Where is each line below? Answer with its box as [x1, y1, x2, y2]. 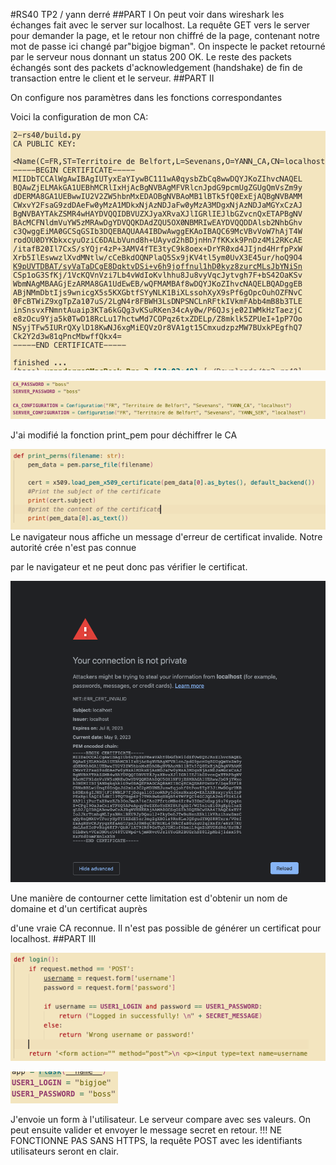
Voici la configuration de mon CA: [10, 111, 149, 123]
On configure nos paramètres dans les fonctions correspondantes [10, 92, 283, 103]
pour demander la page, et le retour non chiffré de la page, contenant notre [10, 30, 320, 41]
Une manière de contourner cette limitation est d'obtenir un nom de [10, 892, 288, 904]
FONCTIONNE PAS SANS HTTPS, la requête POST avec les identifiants [10, 1134, 303, 1146]
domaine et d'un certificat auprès [10, 902, 148, 914]
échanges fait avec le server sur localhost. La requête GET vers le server [10, 19, 311, 31]
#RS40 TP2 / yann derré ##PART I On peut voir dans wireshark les [10, 9, 285, 20]
